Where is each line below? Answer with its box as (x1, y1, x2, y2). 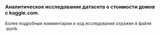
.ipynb (5, 26, 18, 32)
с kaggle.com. (5, 9, 40, 16)
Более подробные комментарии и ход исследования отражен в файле (5, 20, 152, 26)
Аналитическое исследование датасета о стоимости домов (5, 3, 155, 10)
